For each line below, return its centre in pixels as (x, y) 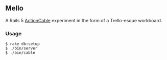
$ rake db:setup (22, 44)
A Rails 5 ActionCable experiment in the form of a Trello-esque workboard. (84, 20)
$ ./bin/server (21, 48)
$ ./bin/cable (20, 53)
